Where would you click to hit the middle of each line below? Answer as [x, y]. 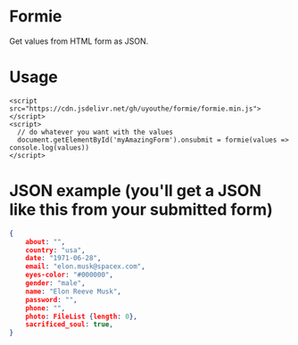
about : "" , [46, 242]
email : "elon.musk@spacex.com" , [85, 267]
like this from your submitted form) [141, 210]
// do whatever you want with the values [95, 132]
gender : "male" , [56, 283]
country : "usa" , [56, 250]
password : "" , [51, 300]
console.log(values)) [50, 148]
